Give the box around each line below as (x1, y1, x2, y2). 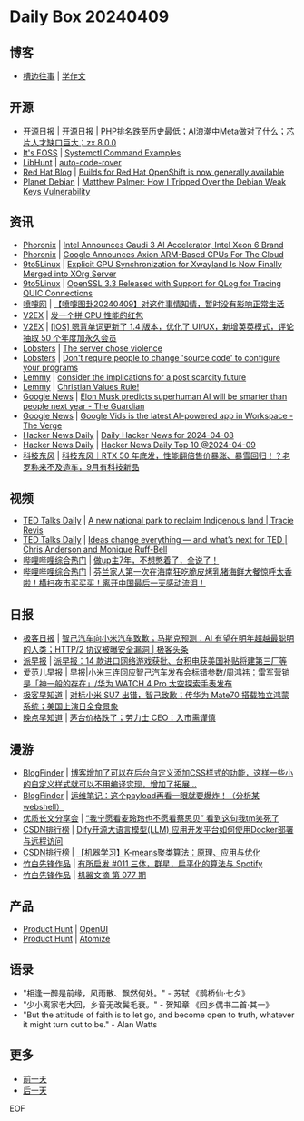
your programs (22, 362, 79, 373)
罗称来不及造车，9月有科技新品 (22, 461, 140, 472)
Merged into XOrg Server (22, 268, 117, 279)
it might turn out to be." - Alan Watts (22, 1018, 158, 1029)
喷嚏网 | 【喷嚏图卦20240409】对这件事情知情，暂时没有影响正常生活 (22, 298, 285, 309)
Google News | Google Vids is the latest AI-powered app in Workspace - (22, 410, 293, 421)
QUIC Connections (22, 287, 93, 298)
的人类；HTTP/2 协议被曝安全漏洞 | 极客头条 (22, 644, 189, 656)
